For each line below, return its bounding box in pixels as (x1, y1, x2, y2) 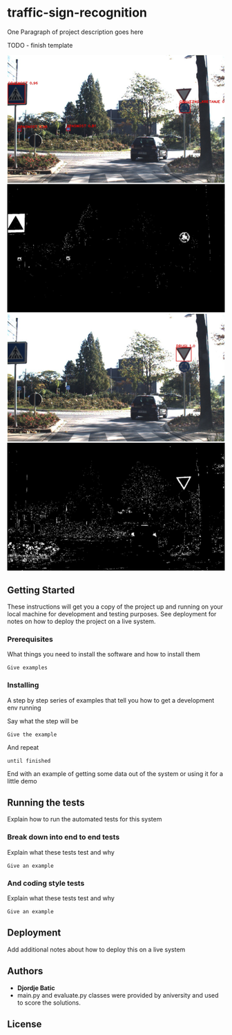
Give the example (7, 731, 57, 738)
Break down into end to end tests (7, 833, 120, 842)
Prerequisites (7, 634, 53, 644)
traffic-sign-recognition (7, 5, 147, 21)
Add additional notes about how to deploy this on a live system (7, 945, 186, 953)
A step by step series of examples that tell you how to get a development (7, 696, 215, 704)
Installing (7, 681, 39, 690)
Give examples (7, 665, 48, 672)
